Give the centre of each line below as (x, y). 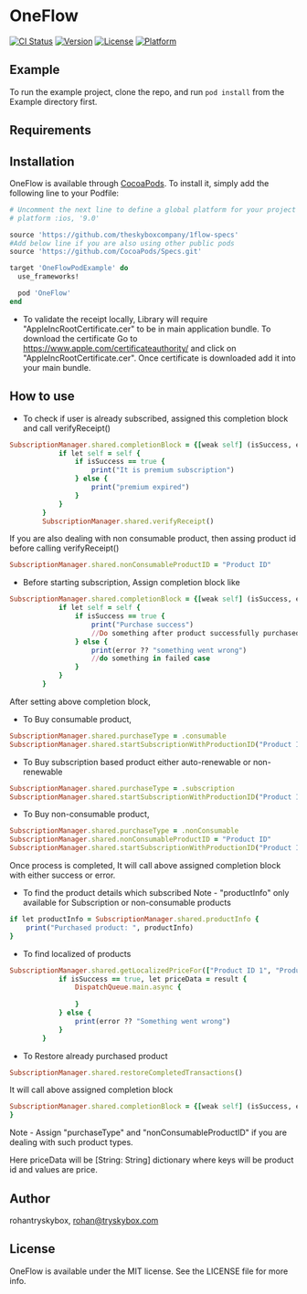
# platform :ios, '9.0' (55, 218)
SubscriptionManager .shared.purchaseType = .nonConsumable (124, 831)
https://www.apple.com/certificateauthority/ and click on (129, 348)
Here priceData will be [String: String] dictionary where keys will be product (152, 1160)
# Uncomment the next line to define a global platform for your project (153, 210)
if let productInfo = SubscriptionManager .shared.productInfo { (134, 920)
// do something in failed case (150, 658)
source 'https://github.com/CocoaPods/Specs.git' (106, 252)
